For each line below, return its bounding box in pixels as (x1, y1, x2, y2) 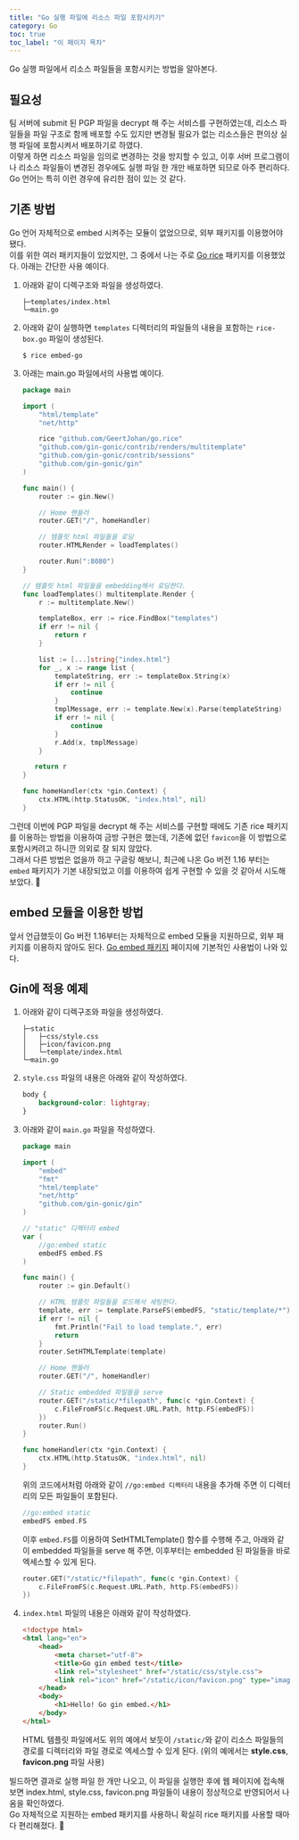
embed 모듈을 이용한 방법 (9, 905, 145, 920)
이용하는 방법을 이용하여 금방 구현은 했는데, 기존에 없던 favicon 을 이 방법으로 (18, 832, 287, 842)
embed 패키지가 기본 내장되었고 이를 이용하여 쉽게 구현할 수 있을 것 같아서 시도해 (9, 865, 287, 875)
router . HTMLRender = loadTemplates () (38, 541, 179, 550)
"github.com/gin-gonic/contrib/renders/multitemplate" (38, 443, 247, 452)
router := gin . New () (38, 492, 115, 501)
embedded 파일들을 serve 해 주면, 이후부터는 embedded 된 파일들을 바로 (31, 1545, 291, 1555)
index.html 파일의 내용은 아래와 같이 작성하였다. (21, 1608, 192, 1619)
